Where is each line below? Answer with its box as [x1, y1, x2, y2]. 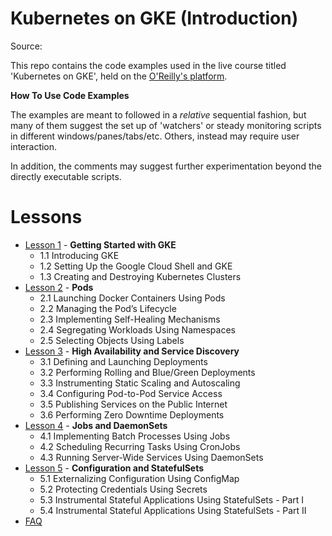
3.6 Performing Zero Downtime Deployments [39, 408, 225, 421]
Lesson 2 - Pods [24, 281, 94, 293]
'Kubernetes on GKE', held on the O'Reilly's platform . [10, 70, 228, 82]
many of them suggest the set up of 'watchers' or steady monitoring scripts [10, 119, 322, 131]
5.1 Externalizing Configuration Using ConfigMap [39, 472, 240, 484]
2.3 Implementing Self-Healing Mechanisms [39, 313, 221, 325]
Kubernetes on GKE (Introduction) [10, 7, 299, 30]
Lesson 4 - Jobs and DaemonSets [24, 419, 168, 431]
